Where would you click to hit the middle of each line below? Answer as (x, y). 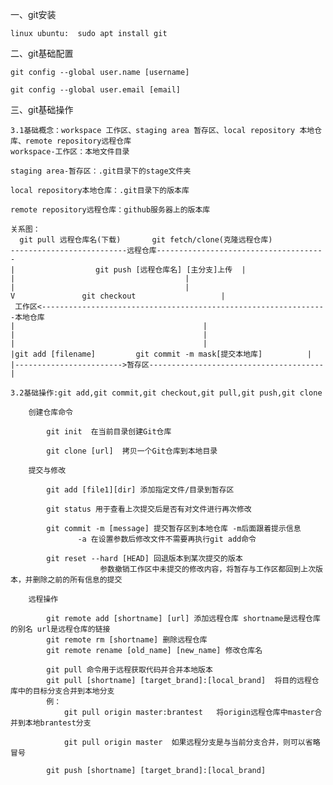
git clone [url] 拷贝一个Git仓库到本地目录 (132, 451)
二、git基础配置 (42, 53)
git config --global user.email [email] (96, 90)
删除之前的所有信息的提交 (77, 580)
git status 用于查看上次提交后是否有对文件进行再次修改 (149, 509)
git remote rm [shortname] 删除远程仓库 (127, 640)
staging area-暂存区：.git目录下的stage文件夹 (101, 171)
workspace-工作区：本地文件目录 (70, 152)
